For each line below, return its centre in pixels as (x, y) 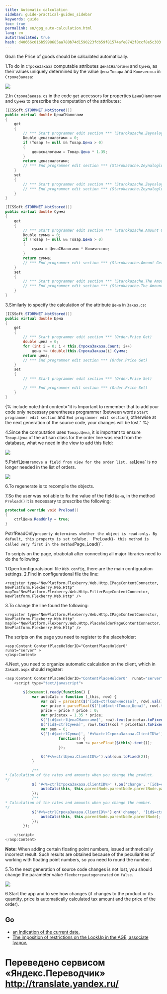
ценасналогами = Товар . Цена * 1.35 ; (70, 152)
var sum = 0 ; (54, 729)
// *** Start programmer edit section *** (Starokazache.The (88, 281)
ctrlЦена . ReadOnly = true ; (42, 519)
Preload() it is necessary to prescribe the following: (58, 501)
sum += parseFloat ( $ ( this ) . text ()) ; (114, 743)
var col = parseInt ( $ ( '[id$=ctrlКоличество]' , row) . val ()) (103, 701)
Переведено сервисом (55, 963)
